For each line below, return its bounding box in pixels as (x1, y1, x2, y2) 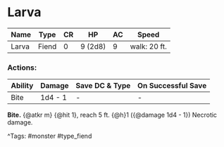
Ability (11, 81, 34, 91)
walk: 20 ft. (130, 41, 167, 51)
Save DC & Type (75, 81, 131, 91)
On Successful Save (137, 81, 207, 91)
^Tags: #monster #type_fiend (7, 132, 92, 141)
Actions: (7, 63, 37, 72)
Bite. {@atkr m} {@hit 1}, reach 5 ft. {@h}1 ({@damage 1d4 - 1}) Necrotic (7, 110, 217, 120)
